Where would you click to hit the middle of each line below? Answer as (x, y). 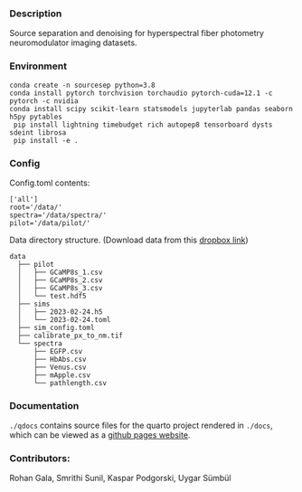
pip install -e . (46, 140)
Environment (38, 66)
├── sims (34, 304)
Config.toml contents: (50, 183)
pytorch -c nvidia (44, 101)
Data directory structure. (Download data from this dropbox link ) (129, 240)
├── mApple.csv (62, 375)
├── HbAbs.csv (60, 359)
